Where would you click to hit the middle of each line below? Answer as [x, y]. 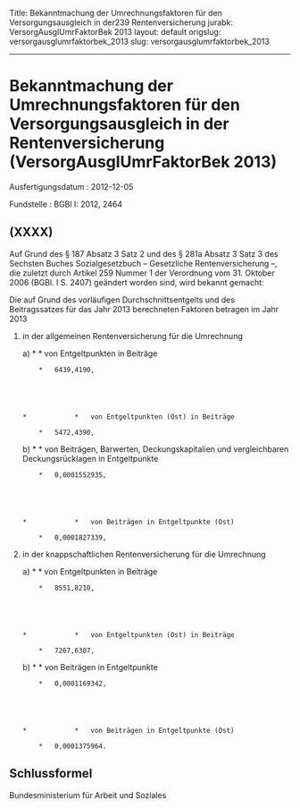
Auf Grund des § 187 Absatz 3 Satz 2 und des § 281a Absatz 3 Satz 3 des [144, 253]
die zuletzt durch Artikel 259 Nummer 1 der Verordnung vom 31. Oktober [142, 273]
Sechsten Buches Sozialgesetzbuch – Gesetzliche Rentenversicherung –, [144, 263]
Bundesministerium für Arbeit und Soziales [88, 795]
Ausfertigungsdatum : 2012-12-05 [71, 186]
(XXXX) [31, 232]
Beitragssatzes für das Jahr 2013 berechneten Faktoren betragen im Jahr [144, 309]
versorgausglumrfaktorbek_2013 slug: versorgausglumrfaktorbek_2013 [140, 41]
